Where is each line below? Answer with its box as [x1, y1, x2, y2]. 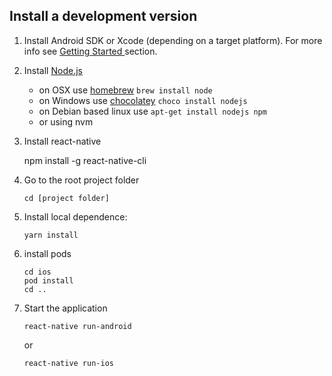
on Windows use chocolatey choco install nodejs [38, 94, 248, 106]
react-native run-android [23, 321, 132, 331]
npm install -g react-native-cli [23, 154, 147, 166]
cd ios [23, 267, 52, 277]
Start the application [23, 302, 108, 314]
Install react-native [23, 135, 102, 147]
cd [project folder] [23, 193, 110, 203]
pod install [23, 275, 74, 286]
